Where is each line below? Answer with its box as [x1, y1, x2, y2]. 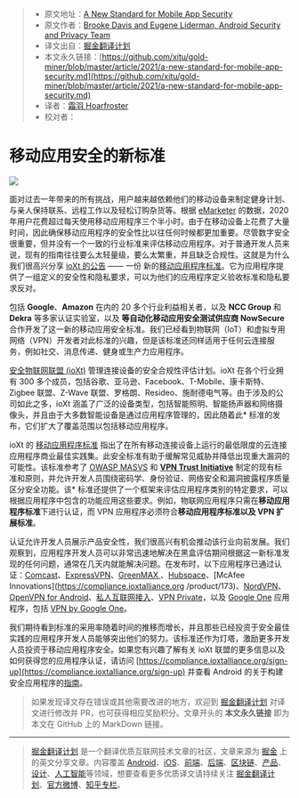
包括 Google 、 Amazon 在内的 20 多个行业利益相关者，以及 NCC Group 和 [9, 302, 282, 312]
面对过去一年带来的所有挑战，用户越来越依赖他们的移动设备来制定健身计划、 [9, 193, 290, 204]
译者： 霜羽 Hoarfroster [44, 101, 129, 110]
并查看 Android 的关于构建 [187, 666, 284, 677]
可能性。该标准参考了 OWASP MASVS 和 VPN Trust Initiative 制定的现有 [9, 462, 275, 472]
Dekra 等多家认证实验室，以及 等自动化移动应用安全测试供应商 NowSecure [9, 312, 285, 323]
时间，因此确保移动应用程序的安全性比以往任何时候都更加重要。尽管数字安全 [9, 227, 290, 238]
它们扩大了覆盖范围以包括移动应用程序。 [24, 420, 174, 431]
